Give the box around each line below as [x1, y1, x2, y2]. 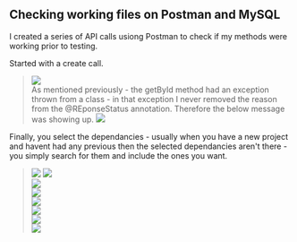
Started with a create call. [9, 57, 105, 68]
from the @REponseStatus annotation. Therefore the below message [30, 103, 285, 114]
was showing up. [30, 114, 94, 125]
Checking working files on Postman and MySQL [9, 7, 281, 22]
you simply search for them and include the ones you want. [9, 150, 228, 160]
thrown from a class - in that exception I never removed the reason [30, 93, 277, 104]
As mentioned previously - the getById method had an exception [30, 84, 270, 95]
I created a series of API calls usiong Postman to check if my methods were [9, 30, 288, 41]
